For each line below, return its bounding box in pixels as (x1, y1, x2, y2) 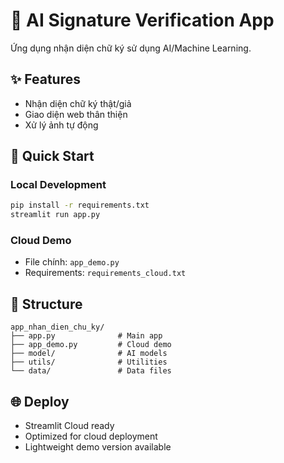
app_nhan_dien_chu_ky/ (10, 322, 105, 333)
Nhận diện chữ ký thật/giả (24, 97, 132, 109)
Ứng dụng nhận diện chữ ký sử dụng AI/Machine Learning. (10, 42, 252, 54)
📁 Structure (10, 295, 83, 313)
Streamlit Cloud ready (24, 420, 115, 432)
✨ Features (10, 71, 81, 88)
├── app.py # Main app (10, 331, 163, 341)
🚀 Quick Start (10, 148, 95, 165)
